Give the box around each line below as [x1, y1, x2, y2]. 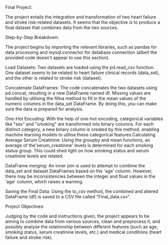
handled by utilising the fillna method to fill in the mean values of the [5, 95, 146, 101]
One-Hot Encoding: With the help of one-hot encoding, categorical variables [5, 116, 163, 122]
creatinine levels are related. [5, 153, 64, 159]
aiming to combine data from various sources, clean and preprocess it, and [5, 218, 160, 224]
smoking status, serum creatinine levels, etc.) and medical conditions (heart [5, 229, 162, 235]
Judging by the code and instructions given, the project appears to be [5, 213, 149, 219]
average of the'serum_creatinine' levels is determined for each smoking [5, 142, 153, 148]
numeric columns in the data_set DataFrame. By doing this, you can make [5, 101, 157, 107]
